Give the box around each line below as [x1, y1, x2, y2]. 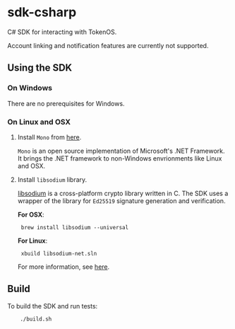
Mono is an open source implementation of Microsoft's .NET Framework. [17, 146, 225, 155]
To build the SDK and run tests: [7, 301, 98, 310]
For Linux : [17, 236, 48, 245]
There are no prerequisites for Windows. [7, 99, 125, 108]
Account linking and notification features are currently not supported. [7, 41, 209, 50]
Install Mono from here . [17, 132, 82, 142]
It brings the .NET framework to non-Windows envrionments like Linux [17, 154, 222, 163]
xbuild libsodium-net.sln [20, 250, 97, 257]
